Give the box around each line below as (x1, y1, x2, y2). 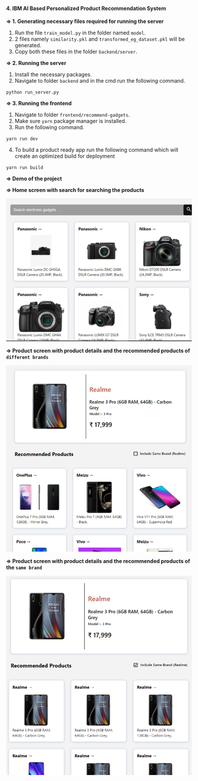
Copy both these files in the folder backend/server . (14, 48, 137, 56)
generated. (14, 42, 42, 49)
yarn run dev (6, 136, 38, 142)
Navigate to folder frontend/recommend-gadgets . (14, 111, 130, 118)
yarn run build (6, 165, 44, 171)
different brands (6, 354, 49, 360)
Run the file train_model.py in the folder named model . (14, 30, 146, 37)
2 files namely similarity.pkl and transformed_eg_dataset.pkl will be (14, 35, 185, 43)
